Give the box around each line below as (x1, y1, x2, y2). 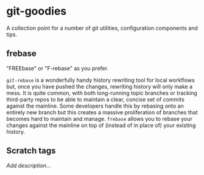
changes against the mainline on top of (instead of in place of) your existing (6, 122, 196, 129)
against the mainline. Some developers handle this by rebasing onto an (6, 102, 184, 109)
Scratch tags (6, 146, 56, 156)
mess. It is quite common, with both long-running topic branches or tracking (6, 89, 198, 97)
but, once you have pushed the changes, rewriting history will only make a (6, 83, 193, 90)
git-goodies (6, 4, 67, 18)
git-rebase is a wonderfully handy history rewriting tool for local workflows (6, 76, 195, 83)
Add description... (6, 162, 51, 169)
